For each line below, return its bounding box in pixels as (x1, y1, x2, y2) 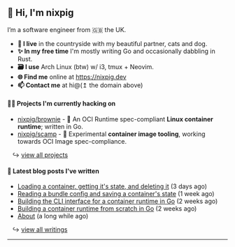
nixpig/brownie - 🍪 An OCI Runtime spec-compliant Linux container (17, 115, 213, 123)
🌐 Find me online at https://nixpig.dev (17, 73, 127, 81)
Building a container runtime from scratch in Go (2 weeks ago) (17, 204, 197, 213)
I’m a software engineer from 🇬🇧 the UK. (7, 25, 127, 33)
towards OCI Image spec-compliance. (17, 137, 127, 146)
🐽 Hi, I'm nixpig (7, 7, 74, 19)
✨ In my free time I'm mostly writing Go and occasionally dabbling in (17, 47, 215, 55)
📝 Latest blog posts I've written (7, 167, 99, 175)
